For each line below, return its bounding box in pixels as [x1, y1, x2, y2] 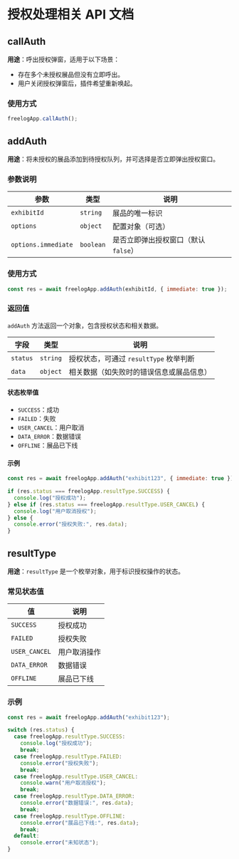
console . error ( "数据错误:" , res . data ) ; [20, 799, 134, 807]
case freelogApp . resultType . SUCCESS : [14, 733, 126, 741]
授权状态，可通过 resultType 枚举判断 [68, 353, 195, 363]
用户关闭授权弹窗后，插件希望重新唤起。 [17, 79, 137, 88]
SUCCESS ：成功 [17, 405, 59, 414]
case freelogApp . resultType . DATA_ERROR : [14, 793, 135, 800]
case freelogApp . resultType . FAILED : [14, 753, 122, 760]
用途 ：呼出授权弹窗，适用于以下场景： [7, 55, 119, 63]
